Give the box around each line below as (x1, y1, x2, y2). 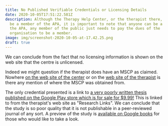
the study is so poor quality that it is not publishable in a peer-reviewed (5, 105, 152, 111)
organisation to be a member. (10, 31, 73, 36)
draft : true (5, 40, 30, 45)
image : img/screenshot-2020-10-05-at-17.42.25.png (5, 36, 113, 41)
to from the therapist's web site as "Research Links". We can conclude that (5, 100, 160, 106)
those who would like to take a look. (5, 116, 79, 122)
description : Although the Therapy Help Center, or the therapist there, (5, 17, 163, 22)
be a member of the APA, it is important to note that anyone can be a (10, 21, 163, 27)
